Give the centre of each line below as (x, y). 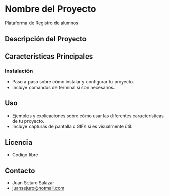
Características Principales (49, 56)
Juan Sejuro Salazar (33, 183)
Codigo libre (25, 155)
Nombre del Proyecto (50, 9)
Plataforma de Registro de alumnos (41, 23)
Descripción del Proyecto (46, 39)
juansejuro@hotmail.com (38, 188)
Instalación (19, 71)
